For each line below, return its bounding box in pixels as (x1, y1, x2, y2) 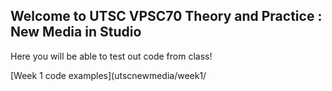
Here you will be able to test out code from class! (10, 50, 213, 62)
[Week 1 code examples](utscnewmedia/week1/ (10, 69, 207, 81)
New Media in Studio (10, 24, 142, 41)
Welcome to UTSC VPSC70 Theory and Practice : (10, 8, 323, 25)
